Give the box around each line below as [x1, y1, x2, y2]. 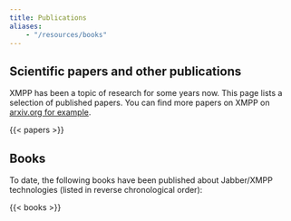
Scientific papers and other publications [9, 63, 242, 79]
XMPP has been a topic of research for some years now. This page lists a [9, 88, 283, 99]
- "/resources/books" [25, 30, 107, 39]
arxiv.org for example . [9, 107, 92, 118]
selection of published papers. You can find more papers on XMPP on [9, 97, 270, 109]
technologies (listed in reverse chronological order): [9, 185, 203, 195]
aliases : [9, 22, 43, 31]
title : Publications [9, 13, 88, 23]
